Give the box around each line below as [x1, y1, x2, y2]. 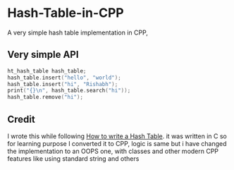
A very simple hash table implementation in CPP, [7, 28, 148, 37]
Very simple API [7, 49, 79, 61]
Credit [7, 113, 35, 125]
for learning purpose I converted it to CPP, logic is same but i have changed [7, 139, 227, 147]
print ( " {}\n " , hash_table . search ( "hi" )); [7, 87, 131, 95]
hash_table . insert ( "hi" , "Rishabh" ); [7, 80, 118, 87]
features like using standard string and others [7, 154, 140, 163]
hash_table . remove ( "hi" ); [7, 94, 83, 101]
